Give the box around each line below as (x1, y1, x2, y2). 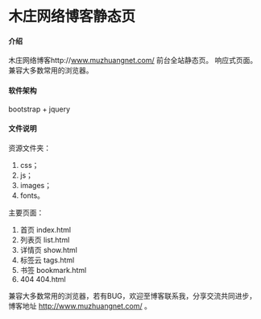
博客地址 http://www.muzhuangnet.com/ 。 (8, 300, 151, 311)
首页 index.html (19, 225, 72, 234)
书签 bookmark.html (19, 265, 87, 275)
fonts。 (19, 191, 45, 200)
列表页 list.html (19, 235, 70, 245)
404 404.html (19, 274, 66, 283)
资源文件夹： (8, 143, 51, 153)
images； (19, 180, 52, 190)
